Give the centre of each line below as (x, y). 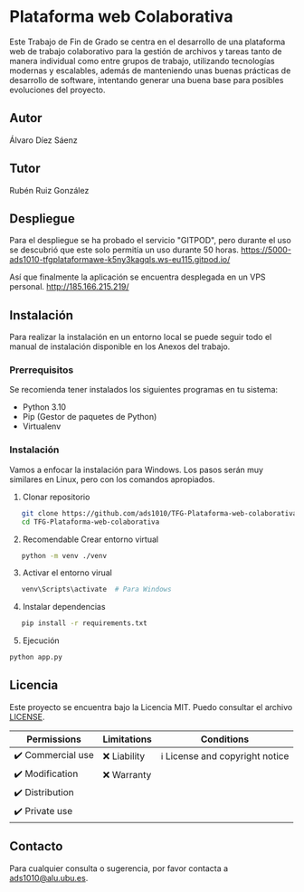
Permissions (54, 739)
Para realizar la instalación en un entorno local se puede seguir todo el (141, 337)
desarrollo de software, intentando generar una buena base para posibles (147, 80)
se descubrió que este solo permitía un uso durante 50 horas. (124, 250)
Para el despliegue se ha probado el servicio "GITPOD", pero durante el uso (150, 241)
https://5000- (266, 250)
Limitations (127, 739)
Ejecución (41, 641)
